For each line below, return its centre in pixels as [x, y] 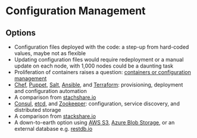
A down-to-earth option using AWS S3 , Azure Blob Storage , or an [94, 122]
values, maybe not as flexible [50, 53]
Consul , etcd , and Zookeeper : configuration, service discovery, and [97, 104]
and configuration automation [50, 91]
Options [21, 33]
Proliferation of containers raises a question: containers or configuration [102, 72]
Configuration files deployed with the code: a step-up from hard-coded [101, 47]
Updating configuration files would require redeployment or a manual [99, 60]
